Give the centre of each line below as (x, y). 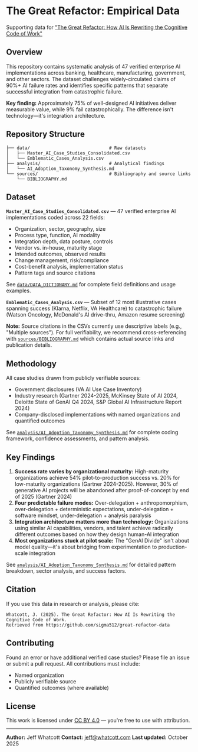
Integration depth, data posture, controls (64, 241)
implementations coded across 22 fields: (55, 218)
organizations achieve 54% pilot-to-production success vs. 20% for (97, 478)
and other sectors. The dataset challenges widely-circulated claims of (91, 79)
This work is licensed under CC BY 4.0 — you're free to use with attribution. (98, 721)
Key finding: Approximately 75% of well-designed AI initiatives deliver (91, 103)
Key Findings (31, 457)
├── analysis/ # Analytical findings (85, 163)
